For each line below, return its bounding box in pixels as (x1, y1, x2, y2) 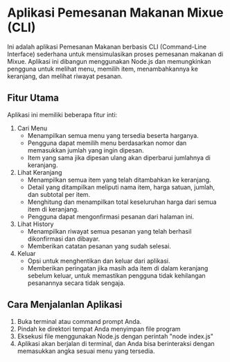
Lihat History (17, 220, 54, 228)
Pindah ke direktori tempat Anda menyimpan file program (17, 325, 182, 333)
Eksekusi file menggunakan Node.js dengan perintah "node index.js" (17, 331, 213, 341)
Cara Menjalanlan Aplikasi (7, 299, 123, 311)
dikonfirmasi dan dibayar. (27, 234, 100, 243)
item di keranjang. (27, 205, 79, 213)
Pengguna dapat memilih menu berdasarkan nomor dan (27, 139, 187, 147)
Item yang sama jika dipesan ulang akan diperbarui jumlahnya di (27, 153, 211, 162)
